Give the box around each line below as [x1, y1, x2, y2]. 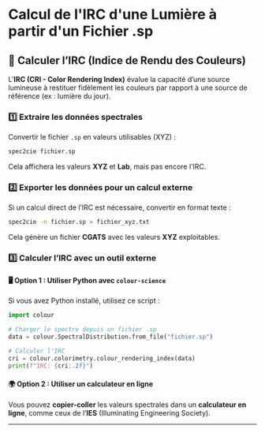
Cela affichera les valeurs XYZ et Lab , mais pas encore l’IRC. [8, 162, 207, 171]
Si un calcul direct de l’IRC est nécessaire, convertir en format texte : [8, 203, 231, 212]
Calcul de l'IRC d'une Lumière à [8, 6, 217, 24]
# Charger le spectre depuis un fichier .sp [8, 326, 157, 334]
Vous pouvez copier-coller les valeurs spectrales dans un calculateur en [8, 400, 247, 409]
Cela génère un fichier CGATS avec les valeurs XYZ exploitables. [8, 233, 221, 242]
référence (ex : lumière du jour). [8, 91, 111, 100]
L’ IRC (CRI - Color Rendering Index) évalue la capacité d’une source [8, 75, 230, 84]
